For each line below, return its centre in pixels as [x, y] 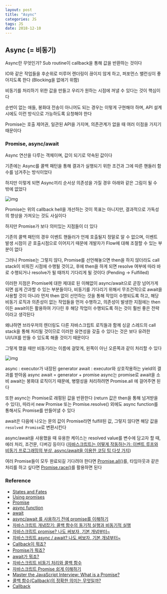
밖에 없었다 [16, 189]
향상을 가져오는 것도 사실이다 [38, 216]
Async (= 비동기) [31, 50]
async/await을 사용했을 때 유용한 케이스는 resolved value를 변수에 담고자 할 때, [83, 438]
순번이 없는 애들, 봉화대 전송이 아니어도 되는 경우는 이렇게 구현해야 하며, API [79, 107]
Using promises [28, 497]
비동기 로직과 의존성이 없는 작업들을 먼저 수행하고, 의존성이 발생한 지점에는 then [83, 302]
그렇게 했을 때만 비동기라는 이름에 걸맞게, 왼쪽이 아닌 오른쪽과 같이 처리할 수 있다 [83, 348]
